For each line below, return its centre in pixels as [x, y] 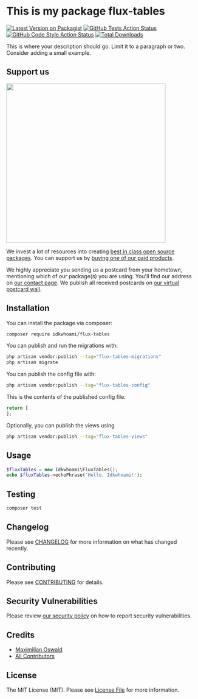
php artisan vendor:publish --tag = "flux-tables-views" [77, 437]
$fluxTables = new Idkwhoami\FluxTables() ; [62, 469]
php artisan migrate [32, 363]
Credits [21, 635]
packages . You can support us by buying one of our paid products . [90, 258]
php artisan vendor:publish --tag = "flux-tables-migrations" [84, 357]
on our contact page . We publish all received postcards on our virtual [93, 283]
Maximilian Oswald [39, 650]
